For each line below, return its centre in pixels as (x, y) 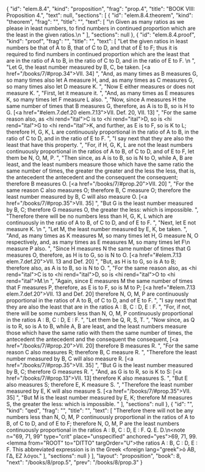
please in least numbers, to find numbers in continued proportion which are (101, 28)
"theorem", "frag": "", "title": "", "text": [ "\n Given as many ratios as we (95, 22)
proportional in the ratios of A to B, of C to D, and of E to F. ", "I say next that (102, 300)
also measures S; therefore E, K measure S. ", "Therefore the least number (100, 384)
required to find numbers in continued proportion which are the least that (98, 54)
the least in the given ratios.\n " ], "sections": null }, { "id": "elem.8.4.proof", (101, 35)
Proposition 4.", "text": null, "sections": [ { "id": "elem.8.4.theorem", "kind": (100, 15)
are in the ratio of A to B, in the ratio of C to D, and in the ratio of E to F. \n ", (101, 61)
